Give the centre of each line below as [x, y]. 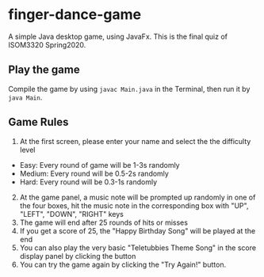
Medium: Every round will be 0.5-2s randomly [94, 173]
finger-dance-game [75, 15]
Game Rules [38, 122]
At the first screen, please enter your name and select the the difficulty [135, 141]
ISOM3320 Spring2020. [47, 44]
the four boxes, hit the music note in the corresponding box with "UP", [134, 205]
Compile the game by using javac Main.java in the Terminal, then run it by [129, 89]
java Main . [25, 97]
